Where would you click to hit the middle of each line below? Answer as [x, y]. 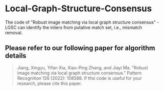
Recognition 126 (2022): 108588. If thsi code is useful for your [79, 78]
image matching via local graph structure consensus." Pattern [79, 73]
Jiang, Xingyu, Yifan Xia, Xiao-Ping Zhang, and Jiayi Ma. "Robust [82, 67]
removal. [14, 32]
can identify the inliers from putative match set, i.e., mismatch [80, 27]
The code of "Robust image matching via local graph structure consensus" [80, 22]
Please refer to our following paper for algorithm [80, 48]
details [16, 56]
